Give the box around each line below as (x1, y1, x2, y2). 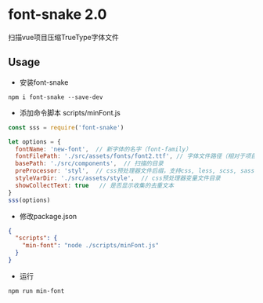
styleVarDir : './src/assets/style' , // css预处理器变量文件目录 (15, 174, 221, 182)
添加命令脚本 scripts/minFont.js (19, 108, 121, 117)
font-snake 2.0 (8, 5, 107, 24)
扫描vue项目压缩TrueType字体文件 (8, 32, 119, 42)
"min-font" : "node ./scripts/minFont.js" (22, 242, 159, 250)
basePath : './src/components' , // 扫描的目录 (15, 159, 164, 168)
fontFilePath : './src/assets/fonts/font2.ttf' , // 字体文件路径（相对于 (15, 152, 246, 160)
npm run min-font (8, 287, 65, 295)
